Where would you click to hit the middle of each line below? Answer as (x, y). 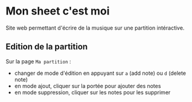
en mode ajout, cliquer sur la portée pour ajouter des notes (88, 86)
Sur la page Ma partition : (38, 61)
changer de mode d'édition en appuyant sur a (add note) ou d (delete (100, 73)
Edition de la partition (47, 47)
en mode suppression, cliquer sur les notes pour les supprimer (92, 92)
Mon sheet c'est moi (58, 11)
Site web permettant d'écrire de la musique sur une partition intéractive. (95, 28)
